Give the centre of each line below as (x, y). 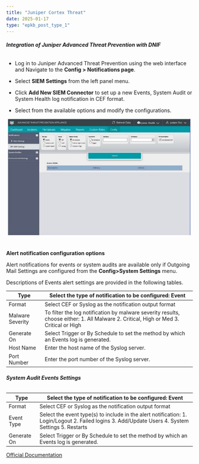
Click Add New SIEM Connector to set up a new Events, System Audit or (103, 93)
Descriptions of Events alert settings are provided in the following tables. (95, 282)
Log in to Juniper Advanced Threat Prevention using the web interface (100, 63)
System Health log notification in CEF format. (70, 98)
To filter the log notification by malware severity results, (112, 312)
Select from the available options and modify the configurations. (93, 110)
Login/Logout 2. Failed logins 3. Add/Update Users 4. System (114, 421)
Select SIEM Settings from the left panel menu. (72, 81)
